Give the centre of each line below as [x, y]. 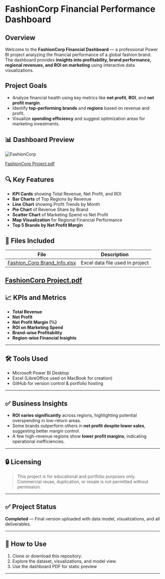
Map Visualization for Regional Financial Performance [67, 220]
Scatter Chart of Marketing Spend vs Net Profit [60, 215]
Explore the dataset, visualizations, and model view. [64, 561]
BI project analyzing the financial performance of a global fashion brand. [78, 55]
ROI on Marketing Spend [38, 327]
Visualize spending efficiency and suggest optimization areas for [79, 118]
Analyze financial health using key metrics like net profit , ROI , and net [83, 97]
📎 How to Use [26, 544]
